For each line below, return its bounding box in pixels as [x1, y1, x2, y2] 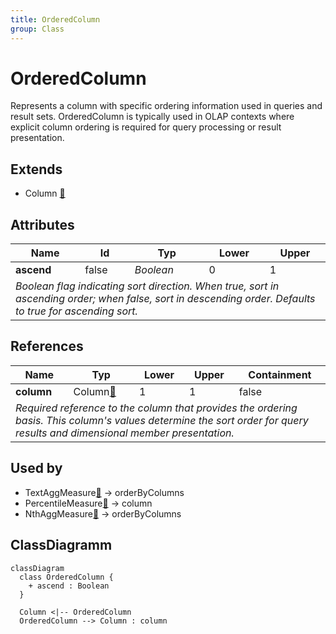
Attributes [10, 216, 75, 233]
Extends [10, 161, 63, 178]
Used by [10, 460, 63, 477]
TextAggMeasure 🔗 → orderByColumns [24, 486, 185, 498]
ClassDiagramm [10, 537, 113, 554]
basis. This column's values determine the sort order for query [15, 413, 309, 427]
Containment [248, 367, 312, 381]
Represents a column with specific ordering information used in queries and [10, 100, 323, 112]
